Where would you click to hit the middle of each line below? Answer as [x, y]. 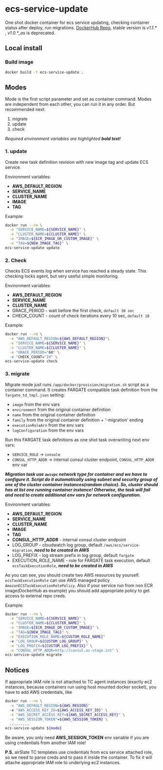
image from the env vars [36, 404]
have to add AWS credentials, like [39, 692]
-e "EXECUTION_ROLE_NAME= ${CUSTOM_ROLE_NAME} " [57, 637]
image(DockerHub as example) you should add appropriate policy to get [77, 591]
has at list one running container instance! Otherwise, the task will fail [78, 490]
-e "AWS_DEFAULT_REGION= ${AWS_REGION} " [50, 706]
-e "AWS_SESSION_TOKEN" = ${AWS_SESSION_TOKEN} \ [59, 719]
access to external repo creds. [36, 595]
